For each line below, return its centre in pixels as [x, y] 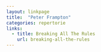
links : [14, 28]
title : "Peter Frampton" [38, 17]
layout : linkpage [28, 12]
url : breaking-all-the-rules [54, 39]
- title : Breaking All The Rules [54, 34]
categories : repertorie [36, 23]
